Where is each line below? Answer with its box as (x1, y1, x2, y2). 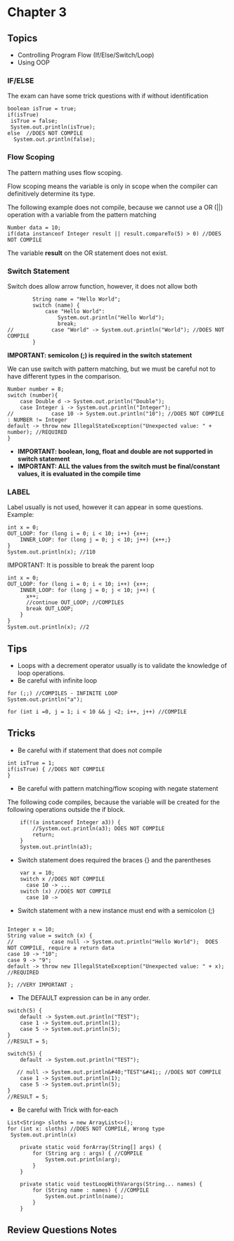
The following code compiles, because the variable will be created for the (7, 798, 220, 806)
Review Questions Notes (7, 1224, 117, 1236)
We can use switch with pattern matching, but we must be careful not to (7, 365, 216, 373)
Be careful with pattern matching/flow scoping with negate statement (17, 784, 219, 792)
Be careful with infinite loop (17, 676, 97, 685)
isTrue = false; (10, 117, 58, 125)
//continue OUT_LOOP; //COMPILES (25, 599, 124, 606)
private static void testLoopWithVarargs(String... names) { (20, 1181, 202, 1188)
